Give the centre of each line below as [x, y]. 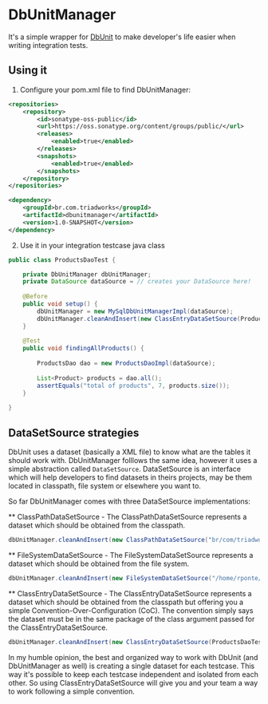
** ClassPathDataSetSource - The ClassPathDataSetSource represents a [128, 516]
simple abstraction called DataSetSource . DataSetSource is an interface [125, 469]
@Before [35, 297]
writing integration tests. [48, 45]
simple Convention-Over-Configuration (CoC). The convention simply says [131, 610]
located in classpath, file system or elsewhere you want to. [105, 485]
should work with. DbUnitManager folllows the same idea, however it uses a [133, 460]
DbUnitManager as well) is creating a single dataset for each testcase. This [132, 666]
